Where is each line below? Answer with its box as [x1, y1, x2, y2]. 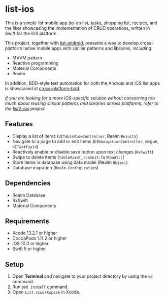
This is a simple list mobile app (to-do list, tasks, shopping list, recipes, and [5, 20, 158, 26]
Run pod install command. [12, 284, 69, 290]
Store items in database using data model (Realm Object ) [12, 159, 128, 165]
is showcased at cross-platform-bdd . [5, 85, 81, 91]
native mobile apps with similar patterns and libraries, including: [23, 45, 153, 51]
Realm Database [12, 192, 46, 198]
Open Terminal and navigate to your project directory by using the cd [12, 273, 153, 279]
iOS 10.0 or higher [12, 241, 49, 247]
